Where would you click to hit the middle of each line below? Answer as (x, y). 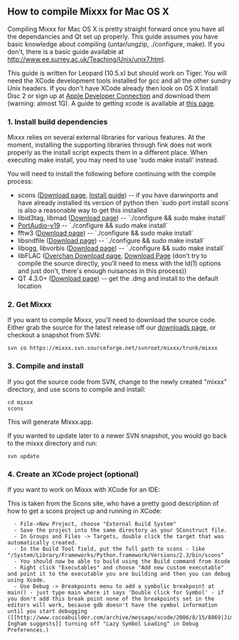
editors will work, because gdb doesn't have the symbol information (113, 605)
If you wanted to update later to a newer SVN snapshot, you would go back (117, 435)
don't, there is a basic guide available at (66, 51)
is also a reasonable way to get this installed (83, 210)
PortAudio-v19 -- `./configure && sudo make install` (93, 226)
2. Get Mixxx (30, 304)
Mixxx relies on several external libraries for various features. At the (106, 138)
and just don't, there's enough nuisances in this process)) (102, 271)
